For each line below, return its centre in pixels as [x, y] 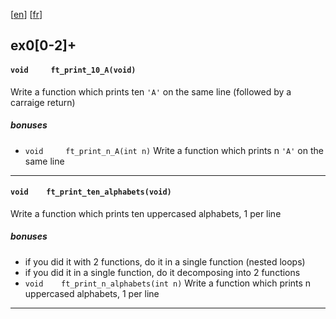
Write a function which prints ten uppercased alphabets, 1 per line [146, 213]
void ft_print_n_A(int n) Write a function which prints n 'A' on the [174, 150]
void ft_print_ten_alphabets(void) [91, 192]
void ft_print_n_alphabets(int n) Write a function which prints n [168, 283]
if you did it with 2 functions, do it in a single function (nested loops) [165, 261]
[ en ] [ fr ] [26, 14]
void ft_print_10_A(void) [73, 70]
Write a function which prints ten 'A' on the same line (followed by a [151, 91]
